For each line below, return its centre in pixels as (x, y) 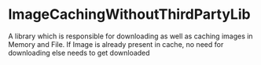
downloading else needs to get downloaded (79, 52)
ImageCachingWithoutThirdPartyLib (129, 14)
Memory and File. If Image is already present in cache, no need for (116, 44)
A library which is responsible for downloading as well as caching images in (130, 36)
